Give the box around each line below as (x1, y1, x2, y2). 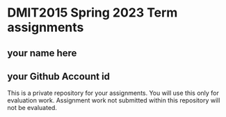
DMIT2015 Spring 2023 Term (7, 5, 178, 21)
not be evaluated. (7, 104, 58, 112)
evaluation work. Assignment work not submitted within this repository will (7, 96, 220, 105)
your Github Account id (7, 71, 110, 82)
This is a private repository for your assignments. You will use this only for (7, 89, 219, 98)
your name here (7, 47, 77, 59)
